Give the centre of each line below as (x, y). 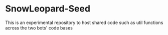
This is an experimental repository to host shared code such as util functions (84, 22)
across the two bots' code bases (39, 27)
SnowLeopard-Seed (48, 9)
